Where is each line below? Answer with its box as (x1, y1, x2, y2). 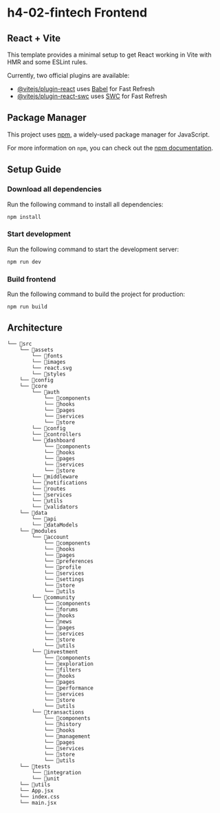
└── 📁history (43, 721, 81, 727)
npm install (7, 213, 41, 220)
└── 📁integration (32, 769, 81, 776)
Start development (7, 229, 71, 239)
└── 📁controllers (32, 431, 81, 438)
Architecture (7, 322, 63, 334)
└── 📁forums (43, 606, 78, 613)
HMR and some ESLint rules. (7, 58, 88, 66)
